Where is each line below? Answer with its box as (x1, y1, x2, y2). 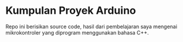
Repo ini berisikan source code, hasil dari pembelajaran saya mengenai (5, 23, 177, 30)
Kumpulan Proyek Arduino (5, 4, 136, 17)
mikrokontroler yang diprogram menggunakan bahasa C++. (5, 29, 149, 36)
